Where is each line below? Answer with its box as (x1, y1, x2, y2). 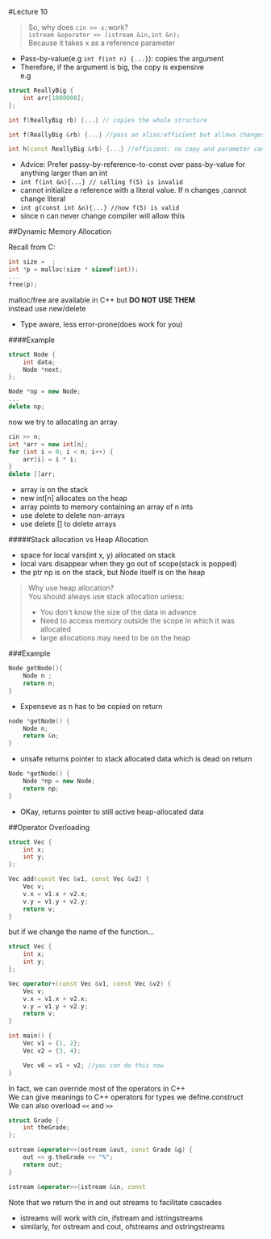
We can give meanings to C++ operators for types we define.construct (8, 1092, 244, 1102)
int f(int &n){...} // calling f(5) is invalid (19, 178, 183, 186)
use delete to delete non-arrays (19, 511, 125, 520)
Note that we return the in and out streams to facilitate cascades (8, 1197, 223, 1207)
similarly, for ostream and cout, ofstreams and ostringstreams (19, 1221, 226, 1231)
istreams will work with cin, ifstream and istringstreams (19, 1213, 203, 1223)
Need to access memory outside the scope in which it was (40, 616, 236, 626)
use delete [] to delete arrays (19, 519, 117, 529)
